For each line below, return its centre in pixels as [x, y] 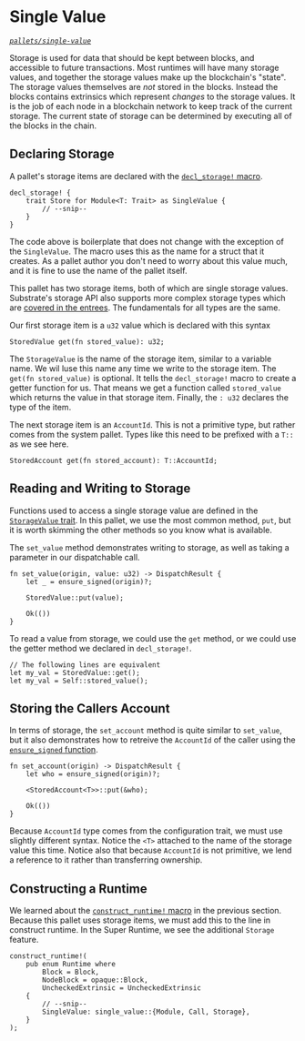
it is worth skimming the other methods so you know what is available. [141, 530]
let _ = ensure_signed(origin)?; [89, 581]
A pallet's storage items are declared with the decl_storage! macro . [136, 176]
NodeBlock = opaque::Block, [95, 980]
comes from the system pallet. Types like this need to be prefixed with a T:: [152, 434]
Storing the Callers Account [90, 708]
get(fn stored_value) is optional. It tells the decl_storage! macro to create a [153, 378]
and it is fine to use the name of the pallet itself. [98, 270]
